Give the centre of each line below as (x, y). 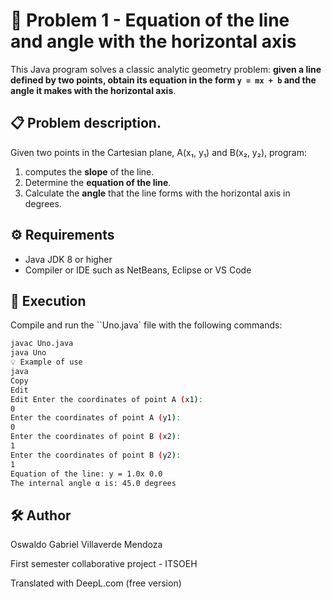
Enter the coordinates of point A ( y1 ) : (96, 418)
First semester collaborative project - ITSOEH (104, 564)
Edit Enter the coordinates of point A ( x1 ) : (106, 399)
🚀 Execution (48, 300)
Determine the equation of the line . (98, 182)
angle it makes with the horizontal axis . (93, 90)
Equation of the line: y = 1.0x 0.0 (86, 474)
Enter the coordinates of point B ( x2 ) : (96, 437)
